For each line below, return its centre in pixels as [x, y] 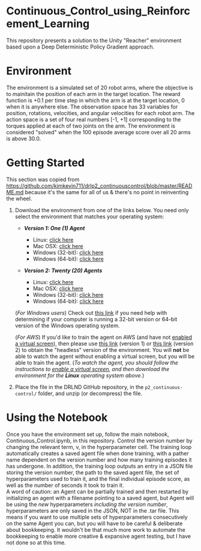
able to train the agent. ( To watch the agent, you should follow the [96, 362]
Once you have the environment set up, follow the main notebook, [88, 434]
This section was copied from [43, 179]
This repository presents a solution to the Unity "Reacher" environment [94, 40]
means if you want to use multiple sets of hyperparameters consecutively [97, 517]
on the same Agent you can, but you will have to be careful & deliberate [94, 523]
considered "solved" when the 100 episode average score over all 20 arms [98, 132]
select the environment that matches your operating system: [89, 216]
